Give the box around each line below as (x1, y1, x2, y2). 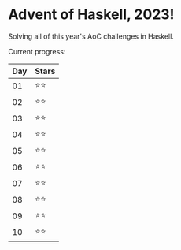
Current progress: (8, 47, 66, 56)
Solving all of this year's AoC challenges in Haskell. (8, 32, 175, 41)
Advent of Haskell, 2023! (8, 6, 175, 24)
